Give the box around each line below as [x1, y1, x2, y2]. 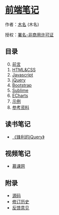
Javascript [12, 72, 33, 78]
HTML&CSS [12, 67, 36, 72]
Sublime [12, 87, 29, 93]
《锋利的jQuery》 [12, 134, 45, 140]
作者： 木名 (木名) [5, 21, 40, 27]
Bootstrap [12, 82, 32, 88]
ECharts [12, 92, 28, 98]
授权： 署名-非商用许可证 [5, 32, 54, 37]
